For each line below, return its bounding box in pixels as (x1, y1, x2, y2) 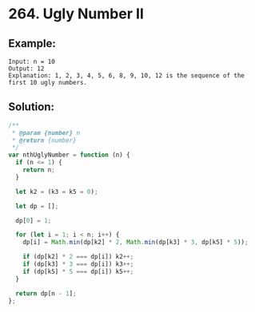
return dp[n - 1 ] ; (15, 289, 78, 298)
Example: (8, 37, 56, 50)
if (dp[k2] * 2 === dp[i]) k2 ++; (22, 253, 134, 261)
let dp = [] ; (15, 202, 59, 210)
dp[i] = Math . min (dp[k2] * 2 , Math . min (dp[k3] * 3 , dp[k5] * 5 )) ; (22, 239, 249, 247)
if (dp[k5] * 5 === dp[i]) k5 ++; (22, 267, 134, 275)
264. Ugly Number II (8, 5, 144, 23)
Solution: (8, 101, 54, 114)
